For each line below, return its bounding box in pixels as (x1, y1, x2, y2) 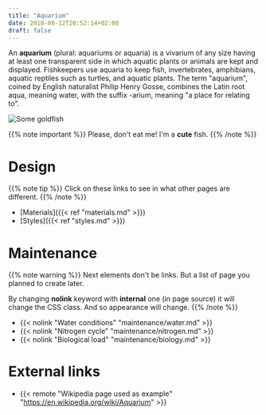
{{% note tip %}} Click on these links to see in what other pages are (8, 184, 231, 193)
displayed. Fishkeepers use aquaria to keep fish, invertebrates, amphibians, (8, 65, 256, 75)
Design (8, 157, 57, 176)
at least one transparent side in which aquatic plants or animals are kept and (8, 56, 259, 66)
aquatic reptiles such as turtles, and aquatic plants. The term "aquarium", (8, 73, 248, 83)
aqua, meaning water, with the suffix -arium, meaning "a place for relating (8, 91, 251, 100)
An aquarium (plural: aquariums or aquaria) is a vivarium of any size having (8, 48, 256, 58)
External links (8, 363, 101, 381)
